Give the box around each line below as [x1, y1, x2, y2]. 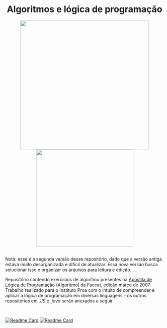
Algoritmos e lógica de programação [7, 4, 162, 15]
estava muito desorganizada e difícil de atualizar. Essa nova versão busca [5, 261, 158, 267]
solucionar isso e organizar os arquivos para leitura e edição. [5, 267, 132, 273]
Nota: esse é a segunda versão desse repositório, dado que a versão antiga [5, 256, 162, 262]
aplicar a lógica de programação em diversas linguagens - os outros [5, 292, 147, 298]
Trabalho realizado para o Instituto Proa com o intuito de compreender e [5, 287, 155, 293]
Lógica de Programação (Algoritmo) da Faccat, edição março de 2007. [5, 282, 151, 288]
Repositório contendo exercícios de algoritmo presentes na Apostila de [5, 276, 152, 282]
